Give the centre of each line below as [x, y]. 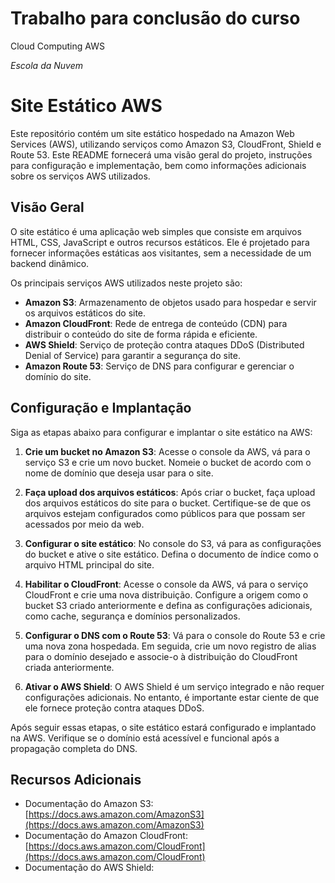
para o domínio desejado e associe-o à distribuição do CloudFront [161, 656]
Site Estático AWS [86, 106]
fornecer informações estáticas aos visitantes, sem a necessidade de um [161, 253]
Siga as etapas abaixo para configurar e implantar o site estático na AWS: [161, 432]
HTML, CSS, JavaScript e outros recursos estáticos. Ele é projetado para [160, 242]
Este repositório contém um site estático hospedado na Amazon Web [152, 133]
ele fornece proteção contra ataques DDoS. [114, 708]
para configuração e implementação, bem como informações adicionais [158, 165]
